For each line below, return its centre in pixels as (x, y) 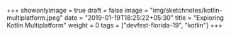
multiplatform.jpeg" (35, 18)
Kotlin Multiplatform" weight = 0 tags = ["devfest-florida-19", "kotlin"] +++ (115, 25)
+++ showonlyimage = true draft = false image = (78, 10)
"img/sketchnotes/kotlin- (186, 10)
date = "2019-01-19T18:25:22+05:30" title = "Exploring (144, 18)
